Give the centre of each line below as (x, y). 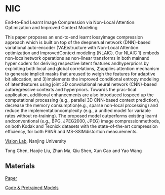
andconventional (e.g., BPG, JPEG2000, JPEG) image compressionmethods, (83, 121)
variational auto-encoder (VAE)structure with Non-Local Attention (72, 47)
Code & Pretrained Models (32, 188)
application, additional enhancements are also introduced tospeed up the (80, 95)
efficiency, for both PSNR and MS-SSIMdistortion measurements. (71, 131)
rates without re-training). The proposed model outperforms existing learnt (81, 116)
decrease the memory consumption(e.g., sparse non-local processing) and (82, 105)
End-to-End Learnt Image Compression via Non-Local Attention (70, 22)
